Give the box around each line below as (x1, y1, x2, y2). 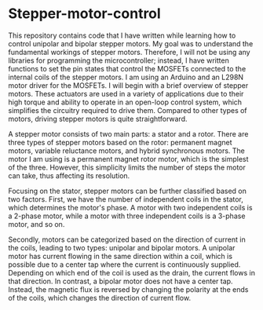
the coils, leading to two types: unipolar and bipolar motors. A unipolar (8, 243, 236, 252)
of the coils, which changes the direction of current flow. (8, 293, 191, 302)
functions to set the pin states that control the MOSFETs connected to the (8, 64, 247, 73)
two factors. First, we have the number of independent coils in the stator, (8, 194, 243, 204)
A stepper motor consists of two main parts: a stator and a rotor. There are (8, 129, 249, 138)
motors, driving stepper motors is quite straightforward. (8, 114, 188, 123)
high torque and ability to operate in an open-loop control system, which (8, 97, 242, 107)
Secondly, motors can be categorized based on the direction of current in (8, 235, 246, 244)
